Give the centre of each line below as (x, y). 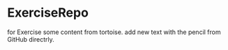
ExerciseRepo (48, 13)
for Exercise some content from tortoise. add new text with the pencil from (114, 32)
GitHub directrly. (31, 39)
